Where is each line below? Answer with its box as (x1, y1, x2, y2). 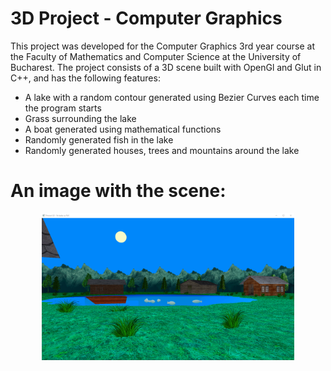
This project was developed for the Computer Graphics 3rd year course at (10, 40, 316, 52)
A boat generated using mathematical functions (24, 123, 222, 135)
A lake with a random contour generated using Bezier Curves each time (24, 91, 320, 103)
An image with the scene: (10, 180, 227, 202)
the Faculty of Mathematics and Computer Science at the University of (10, 50, 302, 62)
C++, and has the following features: (10, 72, 161, 84)
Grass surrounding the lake (24, 112, 137, 124)
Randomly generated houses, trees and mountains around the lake (24, 144, 300, 156)
